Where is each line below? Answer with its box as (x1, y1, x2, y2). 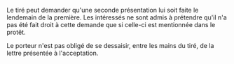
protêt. (6, 28, 26, 36)
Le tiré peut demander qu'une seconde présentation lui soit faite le (6, 6, 199, 14)
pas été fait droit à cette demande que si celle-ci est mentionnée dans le (6, 21, 216, 29)
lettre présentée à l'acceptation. (6, 49, 99, 57)
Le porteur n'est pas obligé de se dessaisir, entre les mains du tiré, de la (6, 42, 214, 49)
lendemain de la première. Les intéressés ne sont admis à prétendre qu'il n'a (6, 13, 227, 22)
